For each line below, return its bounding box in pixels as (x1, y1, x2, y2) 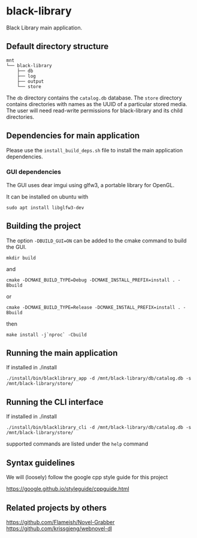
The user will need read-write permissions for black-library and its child (6, 107, 183, 114)
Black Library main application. (6, 24, 83, 31)
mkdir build (6, 255, 36, 261)
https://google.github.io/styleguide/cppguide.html (6, 485, 130, 492)
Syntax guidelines (6, 458, 75, 468)
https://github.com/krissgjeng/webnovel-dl (6, 525, 113, 532)
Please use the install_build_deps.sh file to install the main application (6, 146, 183, 154)
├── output (17, 78, 44, 85)
